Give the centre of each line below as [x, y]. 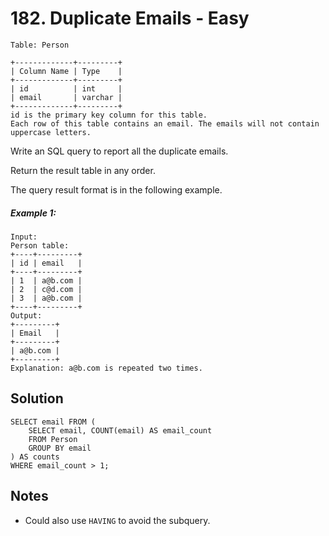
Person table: [40, 245]
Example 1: [33, 213]
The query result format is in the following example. [116, 189]
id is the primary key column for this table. [109, 115]
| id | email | [46, 263]
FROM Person [53, 439]
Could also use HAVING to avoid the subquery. [117, 520]
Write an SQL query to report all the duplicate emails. [119, 151]
